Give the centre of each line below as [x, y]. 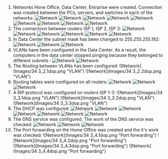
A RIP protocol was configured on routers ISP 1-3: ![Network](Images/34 [88, 93]
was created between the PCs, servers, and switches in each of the [83, 13]
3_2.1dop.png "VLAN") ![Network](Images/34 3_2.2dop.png [100, 71]
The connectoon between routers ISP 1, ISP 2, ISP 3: [67, 29]
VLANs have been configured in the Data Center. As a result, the [79, 50]
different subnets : [32, 60]
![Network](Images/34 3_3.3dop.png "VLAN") [60, 103]
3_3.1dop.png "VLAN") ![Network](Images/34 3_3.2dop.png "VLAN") [84, 98]
